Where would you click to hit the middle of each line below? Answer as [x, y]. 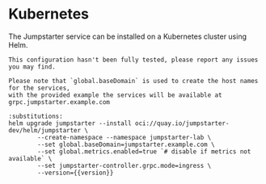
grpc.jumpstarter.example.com [59, 102]
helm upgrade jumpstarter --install [70, 123]
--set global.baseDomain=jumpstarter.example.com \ [127, 144]
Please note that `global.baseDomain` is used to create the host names [133, 81]
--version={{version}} [76, 173]
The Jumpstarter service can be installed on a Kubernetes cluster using [128, 36]
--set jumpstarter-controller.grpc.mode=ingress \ [125, 165]
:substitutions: [36, 116]
